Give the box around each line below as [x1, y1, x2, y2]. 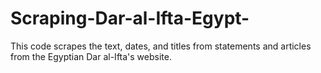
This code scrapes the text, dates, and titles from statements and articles [10, 40, 312, 52]
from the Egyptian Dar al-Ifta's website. [10, 50, 172, 62]
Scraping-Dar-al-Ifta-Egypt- [10, 7, 250, 30]
